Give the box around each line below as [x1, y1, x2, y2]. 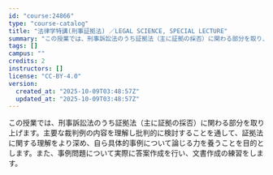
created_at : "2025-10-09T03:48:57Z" [15, 87, 140, 96]
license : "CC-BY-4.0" [8, 72, 82, 80]
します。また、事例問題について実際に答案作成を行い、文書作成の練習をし [8, 148, 258, 158]
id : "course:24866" [8, 11, 75, 20]
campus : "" [8, 49, 45, 58]
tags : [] [8, 42, 38, 50]
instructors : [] [8, 65, 63, 73]
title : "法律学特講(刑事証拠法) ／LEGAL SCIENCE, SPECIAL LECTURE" [8, 27, 228, 35]
